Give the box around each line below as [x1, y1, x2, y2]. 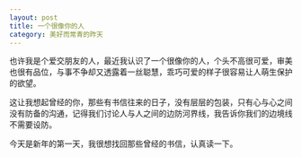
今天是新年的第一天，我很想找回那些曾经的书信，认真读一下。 [9, 138, 238, 149]
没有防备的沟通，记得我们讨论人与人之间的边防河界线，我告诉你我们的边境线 [9, 109, 293, 119]
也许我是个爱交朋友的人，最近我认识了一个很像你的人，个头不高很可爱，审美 [9, 56, 293, 66]
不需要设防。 [9, 119, 57, 130]
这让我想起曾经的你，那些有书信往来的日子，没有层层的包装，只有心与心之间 [9, 97, 293, 108]
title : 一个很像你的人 [9, 22, 85, 31]
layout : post [9, 13, 58, 22]
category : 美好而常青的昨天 [9, 30, 103, 39]
